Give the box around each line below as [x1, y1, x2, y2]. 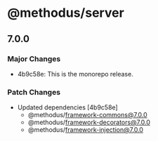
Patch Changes [7, 87, 61, 97]
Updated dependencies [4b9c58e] [17, 103, 118, 112]
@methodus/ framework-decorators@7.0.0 [27, 118, 151, 127]
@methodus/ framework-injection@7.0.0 [27, 126, 144, 134]
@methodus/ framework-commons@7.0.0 [27, 111, 147, 119]
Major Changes [7, 54, 61, 64]
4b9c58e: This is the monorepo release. [17, 69, 133, 78]
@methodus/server [7, 5, 124, 21]
